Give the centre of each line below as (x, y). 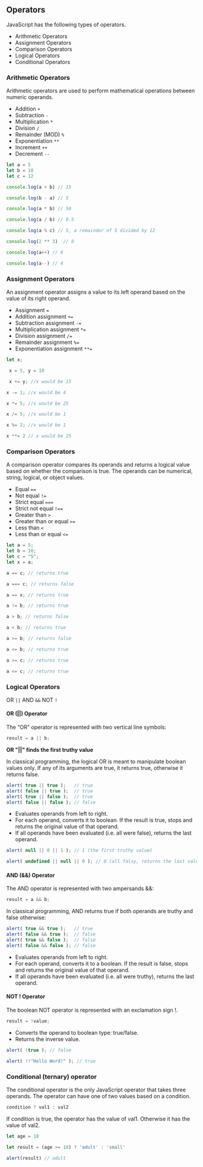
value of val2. (23, 1125)
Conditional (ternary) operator (52, 1076)
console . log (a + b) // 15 (39, 187)
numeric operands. (30, 97)
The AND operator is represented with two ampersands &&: (80, 888)
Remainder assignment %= (47, 342)
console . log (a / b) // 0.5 (40, 220)
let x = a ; (20, 562)
